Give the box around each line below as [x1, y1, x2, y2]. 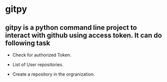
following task [5, 39, 50, 47]
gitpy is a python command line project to [5, 23, 137, 32]
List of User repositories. [12, 62, 63, 68]
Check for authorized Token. [12, 52, 71, 58]
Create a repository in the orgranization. [12, 71, 95, 77]
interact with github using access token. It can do [5, 31, 162, 39]
